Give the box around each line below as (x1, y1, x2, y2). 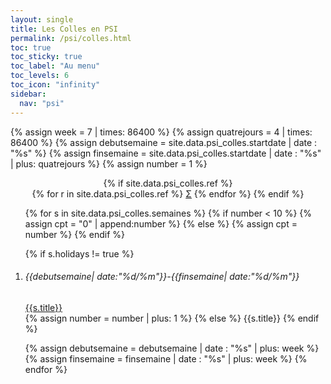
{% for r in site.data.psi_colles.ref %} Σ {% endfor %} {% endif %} (31, 187, 305, 200)
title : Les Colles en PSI (10, 24, 118, 34)
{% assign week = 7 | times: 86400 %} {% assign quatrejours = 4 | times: (10, 126, 313, 138)
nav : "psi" (19, 98, 65, 108)
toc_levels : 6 (10, 71, 70, 81)
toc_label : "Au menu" (10, 61, 101, 71)
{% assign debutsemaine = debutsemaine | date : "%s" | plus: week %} (24, 342, 320, 354)
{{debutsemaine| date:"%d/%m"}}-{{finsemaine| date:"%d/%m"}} (24, 271, 300, 283)
